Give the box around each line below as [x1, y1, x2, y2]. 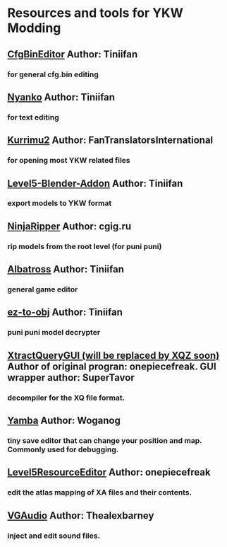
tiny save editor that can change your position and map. [7, 436, 202, 445]
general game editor [7, 284, 78, 294]
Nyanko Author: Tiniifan [7, 91, 115, 103]
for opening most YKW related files [7, 156, 130, 166]
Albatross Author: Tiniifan [7, 263, 125, 275]
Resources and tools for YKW [7, 5, 183, 21]
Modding [7, 20, 61, 36]
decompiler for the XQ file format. [7, 393, 125, 403]
